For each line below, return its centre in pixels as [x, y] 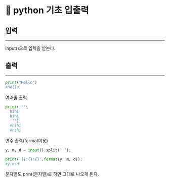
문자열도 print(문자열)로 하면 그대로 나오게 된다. [52, 174]
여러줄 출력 [16, 97]
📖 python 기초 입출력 [47, 10]
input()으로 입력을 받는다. [30, 48]
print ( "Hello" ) [21, 82]
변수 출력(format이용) [27, 140]
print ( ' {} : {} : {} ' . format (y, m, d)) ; [44, 159]
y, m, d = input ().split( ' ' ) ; [38, 150]
